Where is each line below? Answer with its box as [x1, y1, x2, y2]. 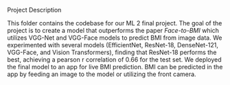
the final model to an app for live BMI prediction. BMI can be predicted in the [7, 63, 223, 71]
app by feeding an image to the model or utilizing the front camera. [7, 70, 197, 78]
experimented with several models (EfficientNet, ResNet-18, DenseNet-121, [7, 41, 218, 49]
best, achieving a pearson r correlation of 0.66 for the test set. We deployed [7, 56, 222, 64]
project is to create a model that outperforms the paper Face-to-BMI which [7, 27, 220, 34]
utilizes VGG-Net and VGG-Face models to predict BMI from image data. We [7, 34, 222, 42]
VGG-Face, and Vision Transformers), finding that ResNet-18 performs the [7, 48, 217, 56]
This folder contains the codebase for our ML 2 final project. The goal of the [7, 19, 222, 27]
